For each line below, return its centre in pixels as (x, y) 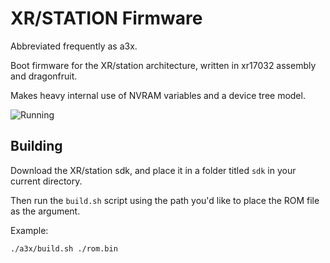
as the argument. (45, 211)
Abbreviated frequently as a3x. (74, 46)
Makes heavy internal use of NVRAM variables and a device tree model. (158, 95)
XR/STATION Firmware (106, 18)
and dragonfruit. (44, 76)
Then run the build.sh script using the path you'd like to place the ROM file (165, 200)
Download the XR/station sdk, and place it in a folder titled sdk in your (153, 170)
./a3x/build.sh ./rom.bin (64, 248)
